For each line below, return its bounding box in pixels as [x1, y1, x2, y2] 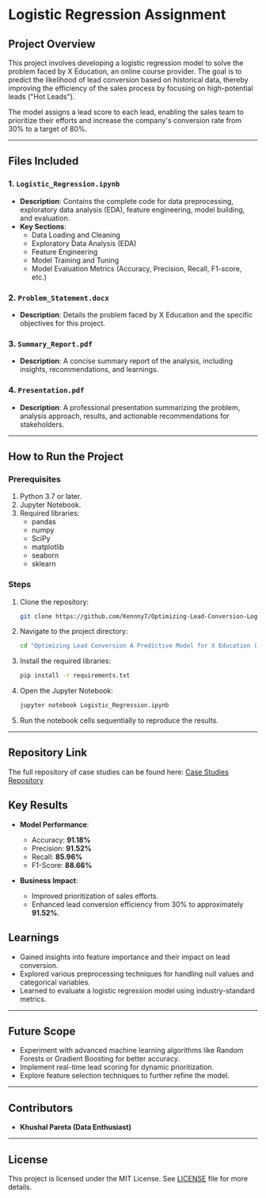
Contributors [8, 1101, 74, 1115]
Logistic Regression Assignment [8, 6, 226, 24]
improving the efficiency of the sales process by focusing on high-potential [8, 83, 253, 93]
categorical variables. [19, 977, 91, 987]
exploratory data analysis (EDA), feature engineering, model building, [19, 205, 245, 214]
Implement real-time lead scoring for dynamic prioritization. [19, 1062, 215, 1072]
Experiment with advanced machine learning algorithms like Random [19, 1046, 244, 1055]
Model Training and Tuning [31, 255, 120, 265]
